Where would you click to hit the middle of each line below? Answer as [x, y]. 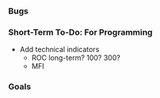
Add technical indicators [59, 50]
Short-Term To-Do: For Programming [80, 32]
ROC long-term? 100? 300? [76, 58]
